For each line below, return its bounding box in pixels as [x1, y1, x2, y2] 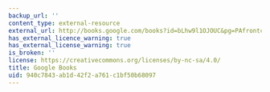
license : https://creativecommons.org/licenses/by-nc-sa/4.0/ [8, 57, 221, 65]
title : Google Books [8, 64, 78, 72]
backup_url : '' [8, 11, 59, 20]
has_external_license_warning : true [8, 42, 131, 50]
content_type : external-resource [8, 19, 121, 27]
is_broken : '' [8, 49, 56, 57]
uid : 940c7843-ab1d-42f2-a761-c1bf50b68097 [8, 71, 157, 79]
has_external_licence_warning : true [8, 34, 131, 42]
